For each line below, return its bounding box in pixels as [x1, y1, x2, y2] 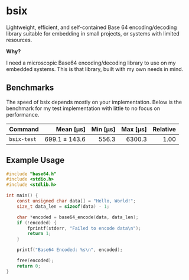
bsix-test [9, 136, 37, 143]
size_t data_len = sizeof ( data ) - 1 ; [17, 203, 110, 210]
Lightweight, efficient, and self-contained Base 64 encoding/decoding [6, 24, 177, 31]
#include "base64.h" [6, 170, 57, 177]
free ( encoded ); [17, 258, 54, 264]
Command [9, 125, 40, 133]
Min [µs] [91, 125, 116, 133]
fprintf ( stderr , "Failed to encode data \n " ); [27, 225, 142, 231]
